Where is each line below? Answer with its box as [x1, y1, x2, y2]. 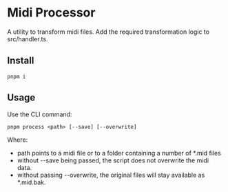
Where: [7, 136, 28, 144]
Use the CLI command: [7, 110, 72, 118]
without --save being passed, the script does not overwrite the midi [17, 156, 209, 164]
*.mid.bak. [17, 178, 46, 186]
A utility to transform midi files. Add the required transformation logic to [7, 28, 210, 36]
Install [7, 55, 34, 67]
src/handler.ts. [7, 34, 48, 43]
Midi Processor [7, 5, 96, 21]
